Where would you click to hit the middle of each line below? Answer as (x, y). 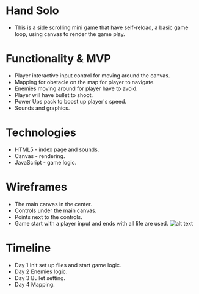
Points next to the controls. (49, 217)
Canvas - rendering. (40, 156)
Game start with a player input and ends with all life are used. (91, 223)
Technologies (41, 133)
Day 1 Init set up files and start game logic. (68, 265)
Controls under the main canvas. (56, 210)
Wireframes (37, 187)
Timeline (28, 248)
